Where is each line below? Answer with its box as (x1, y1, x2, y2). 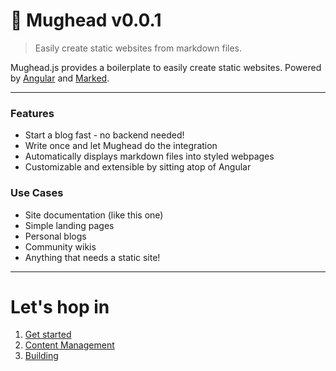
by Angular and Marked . (10, 72, 110, 84)
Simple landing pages (24, 219, 115, 231)
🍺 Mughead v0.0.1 (10, 9, 162, 32)
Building (24, 350, 59, 362)
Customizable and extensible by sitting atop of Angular (24, 161, 252, 173)
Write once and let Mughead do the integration (24, 140, 218, 152)
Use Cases (10, 186, 64, 200)
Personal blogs (24, 230, 87, 242)
